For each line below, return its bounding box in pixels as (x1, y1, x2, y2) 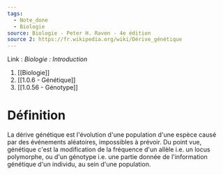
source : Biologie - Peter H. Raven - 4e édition (7, 29, 151, 37)
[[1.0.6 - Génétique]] (17, 76, 76, 84)
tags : (7, 10, 23, 17)
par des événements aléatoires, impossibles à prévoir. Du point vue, (7, 138, 202, 147)
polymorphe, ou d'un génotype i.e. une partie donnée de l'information (7, 153, 208, 161)
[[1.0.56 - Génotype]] (17, 83, 78, 92)
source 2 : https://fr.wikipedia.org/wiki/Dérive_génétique (7, 36, 183, 43)
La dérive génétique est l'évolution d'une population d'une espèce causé (7, 131, 217, 139)
